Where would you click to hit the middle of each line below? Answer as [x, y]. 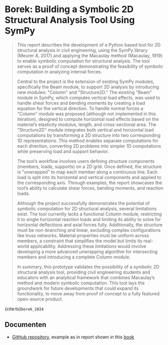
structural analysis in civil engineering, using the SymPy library [82, 50]
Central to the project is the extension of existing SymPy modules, [86, 81]
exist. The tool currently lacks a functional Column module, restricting [89, 214]
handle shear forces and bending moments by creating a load [81, 103]
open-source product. [40, 299]
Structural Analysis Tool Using [70, 20]
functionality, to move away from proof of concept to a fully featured [88, 293]
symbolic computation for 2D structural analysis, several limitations [87, 208]
